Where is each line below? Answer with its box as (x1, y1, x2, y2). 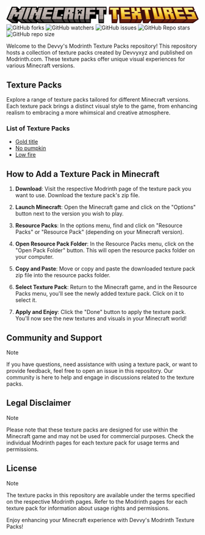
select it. (15, 296, 37, 304)
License (6, 463, 37, 474)
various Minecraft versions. (6, 62, 75, 69)
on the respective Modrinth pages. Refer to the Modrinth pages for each (6, 498, 188, 505)
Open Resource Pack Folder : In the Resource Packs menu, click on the (15, 240, 194, 248)
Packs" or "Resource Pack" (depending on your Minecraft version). (15, 228, 184, 236)
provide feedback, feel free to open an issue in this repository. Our (6, 367, 174, 375)
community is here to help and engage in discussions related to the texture (6, 374, 195, 381)
